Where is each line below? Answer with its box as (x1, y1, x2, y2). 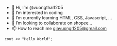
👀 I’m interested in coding (11, 10, 63, 15)
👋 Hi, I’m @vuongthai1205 (11, 5, 64, 10)
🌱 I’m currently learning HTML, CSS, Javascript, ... (11, 15, 112, 20)
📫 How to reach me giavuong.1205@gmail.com (11, 26, 107, 31)
